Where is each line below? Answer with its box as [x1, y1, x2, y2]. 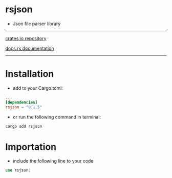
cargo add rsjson [5, 124, 42, 129]
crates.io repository [5, 35, 47, 42]
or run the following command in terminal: [12, 114, 101, 120]
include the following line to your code [12, 158, 94, 164]
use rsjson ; [5, 168, 31, 173]
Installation [5, 68, 54, 80]
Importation [5, 141, 57, 152]
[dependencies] [5, 100, 38, 105]
